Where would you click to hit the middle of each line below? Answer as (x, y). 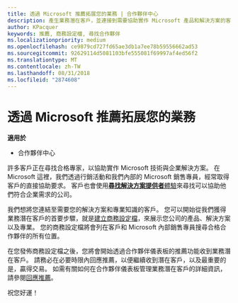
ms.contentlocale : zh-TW (44, 67)
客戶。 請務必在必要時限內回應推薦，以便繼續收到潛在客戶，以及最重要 (117, 260)
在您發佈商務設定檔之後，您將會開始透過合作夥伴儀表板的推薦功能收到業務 (116, 251)
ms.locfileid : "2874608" (44, 80)
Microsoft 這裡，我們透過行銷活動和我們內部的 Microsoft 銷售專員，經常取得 (118, 177)
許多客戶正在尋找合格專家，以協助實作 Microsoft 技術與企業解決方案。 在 (114, 168)
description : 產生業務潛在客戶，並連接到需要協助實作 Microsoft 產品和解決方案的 (117, 21)
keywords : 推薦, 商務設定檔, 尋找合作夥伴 (64, 34)
